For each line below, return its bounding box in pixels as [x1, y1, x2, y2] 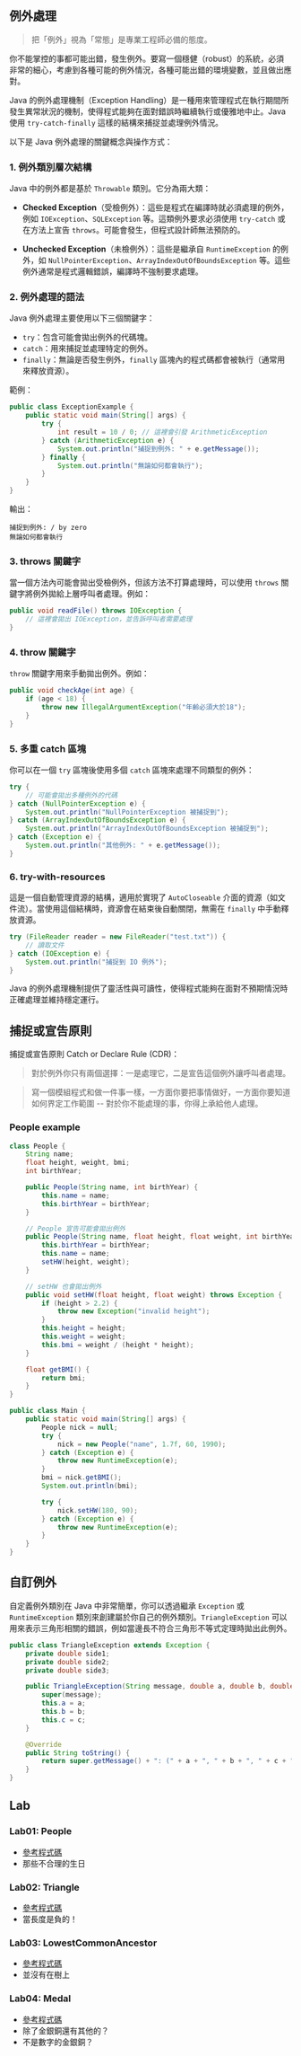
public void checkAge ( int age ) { [9, 686, 134, 695]
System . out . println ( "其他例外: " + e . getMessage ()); [25, 841, 221, 851]
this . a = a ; [41, 1699, 87, 1708]
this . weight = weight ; [41, 1332, 126, 1341]
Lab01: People [9, 1825, 73, 1838]
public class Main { [9, 1407, 87, 1416]
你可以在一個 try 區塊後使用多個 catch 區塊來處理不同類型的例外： [9, 764, 255, 775]
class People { [9, 1142, 66, 1151]
